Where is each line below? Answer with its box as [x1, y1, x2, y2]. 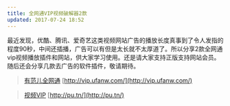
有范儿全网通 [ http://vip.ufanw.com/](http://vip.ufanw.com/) [23, 76, 193, 84]
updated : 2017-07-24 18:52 [7, 16, 84, 23]
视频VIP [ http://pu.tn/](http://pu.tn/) [23, 90, 125, 99]
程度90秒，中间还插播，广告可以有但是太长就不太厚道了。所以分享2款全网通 [7, 44, 223, 53]
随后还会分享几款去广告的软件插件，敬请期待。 [7, 62, 139, 70]
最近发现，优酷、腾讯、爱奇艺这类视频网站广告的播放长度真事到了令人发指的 [7, 36, 224, 44]
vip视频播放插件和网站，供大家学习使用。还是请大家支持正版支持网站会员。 [7, 53, 220, 62]
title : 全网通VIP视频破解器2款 [7, 10, 87, 17]
